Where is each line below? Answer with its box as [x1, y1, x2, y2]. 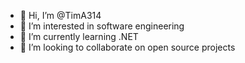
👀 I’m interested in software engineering [19, 20, 185, 32]
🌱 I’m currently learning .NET [19, 31, 139, 42]
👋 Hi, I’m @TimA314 [19, 10, 102, 21]
